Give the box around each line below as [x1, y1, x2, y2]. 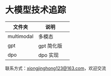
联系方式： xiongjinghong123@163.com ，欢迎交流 [5, 65, 107, 71]
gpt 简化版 [38, 42, 63, 49]
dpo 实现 [38, 51, 59, 58]
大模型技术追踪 [5, 4, 66, 16]
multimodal [7, 33, 34, 39]
